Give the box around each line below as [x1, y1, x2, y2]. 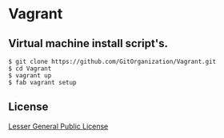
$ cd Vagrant [8, 65, 52, 73]
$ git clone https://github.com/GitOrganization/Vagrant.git [8, 57, 217, 65]
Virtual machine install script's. [8, 37, 168, 50]
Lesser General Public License [8, 121, 109, 131]
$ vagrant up [8, 72, 52, 80]
